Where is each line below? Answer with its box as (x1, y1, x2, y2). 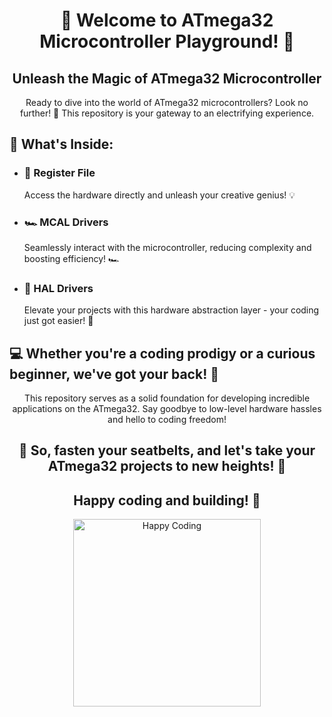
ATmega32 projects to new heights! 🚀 (47, 458, 287, 475)
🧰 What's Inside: (9, 136, 114, 153)
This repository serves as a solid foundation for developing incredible (23, 392, 311, 404)
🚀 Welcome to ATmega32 (60, 9, 274, 32)
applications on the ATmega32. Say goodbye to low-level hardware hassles (12, 403, 322, 415)
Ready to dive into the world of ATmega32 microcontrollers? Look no (25, 97, 309, 108)
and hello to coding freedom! (107, 414, 227, 426)
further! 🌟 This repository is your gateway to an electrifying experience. (19, 107, 315, 119)
